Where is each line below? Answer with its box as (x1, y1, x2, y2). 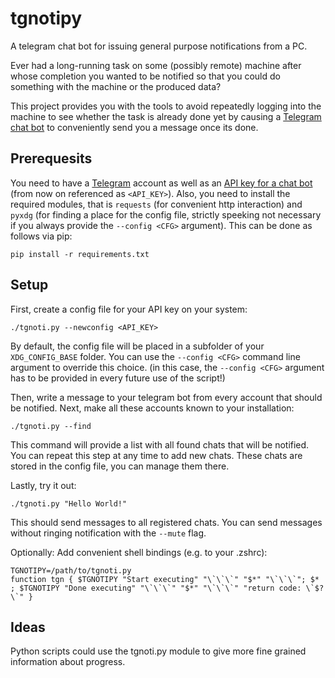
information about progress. (10, 656, 126, 668)
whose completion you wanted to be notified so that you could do (10, 70, 281, 82)
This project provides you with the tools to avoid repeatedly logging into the (10, 100, 322, 112)
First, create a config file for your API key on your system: (10, 303, 248, 315)
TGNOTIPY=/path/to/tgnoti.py (10, 565, 132, 576)
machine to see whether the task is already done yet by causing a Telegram (10, 110, 322, 122)
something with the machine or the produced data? (10, 80, 222, 92)
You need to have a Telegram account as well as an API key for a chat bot (10, 177, 313, 189)
